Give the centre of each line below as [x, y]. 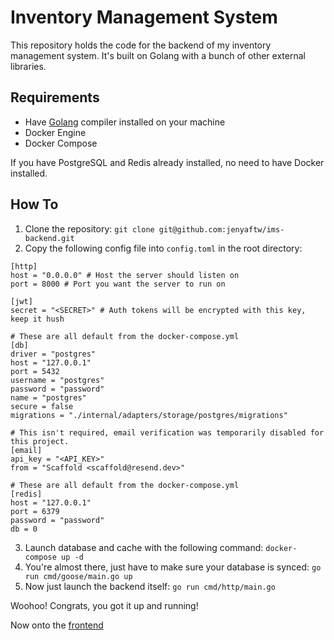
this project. [40, 441]
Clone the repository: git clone [89, 228]
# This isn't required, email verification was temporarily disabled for [167, 432]
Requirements [55, 97]
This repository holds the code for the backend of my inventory [141, 45]
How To [34, 204]
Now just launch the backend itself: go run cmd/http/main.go [150, 586]
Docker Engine [55, 132]
